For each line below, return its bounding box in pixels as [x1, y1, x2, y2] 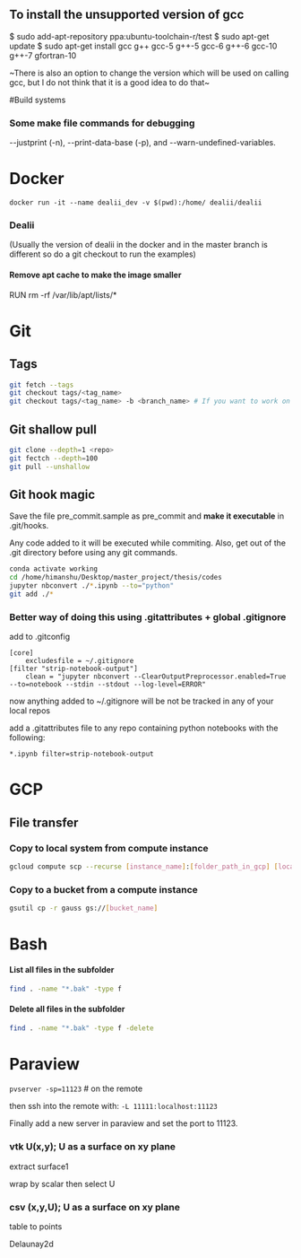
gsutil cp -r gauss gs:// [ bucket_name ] [9, 904, 159, 913]
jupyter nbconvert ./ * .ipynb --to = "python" [9, 581, 175, 590]
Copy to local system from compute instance [9, 842, 209, 854]
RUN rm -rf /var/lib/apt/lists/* [9, 289, 117, 300]
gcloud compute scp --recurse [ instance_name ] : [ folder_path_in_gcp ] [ [9, 862, 279, 871]
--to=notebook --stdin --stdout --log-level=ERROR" [9, 680, 206, 689]
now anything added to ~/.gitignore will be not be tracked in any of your [9, 695, 274, 707]
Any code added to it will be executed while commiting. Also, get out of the [9, 537, 287, 548]
